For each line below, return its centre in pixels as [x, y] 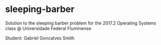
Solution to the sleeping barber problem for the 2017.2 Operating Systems [81, 23]
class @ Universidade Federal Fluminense [48, 28]
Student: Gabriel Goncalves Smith [40, 38]
